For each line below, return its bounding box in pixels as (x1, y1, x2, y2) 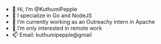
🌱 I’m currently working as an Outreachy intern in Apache (11, 18, 156, 25)
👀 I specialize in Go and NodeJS (11, 12, 93, 19)
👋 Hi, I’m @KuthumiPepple (11, 6, 77, 12)
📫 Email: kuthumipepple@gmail (11, 32, 92, 38)
